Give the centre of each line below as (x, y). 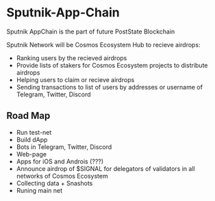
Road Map (28, 116)
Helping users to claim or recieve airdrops (75, 79)
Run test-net (34, 132)
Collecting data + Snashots (54, 183)
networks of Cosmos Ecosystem (62, 176)
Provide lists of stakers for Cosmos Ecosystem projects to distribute (112, 65)
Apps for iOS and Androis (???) (60, 161)
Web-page (31, 154)
